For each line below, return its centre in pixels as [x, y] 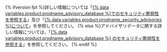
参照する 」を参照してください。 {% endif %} [51, 44]
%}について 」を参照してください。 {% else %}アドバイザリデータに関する [82, 26]
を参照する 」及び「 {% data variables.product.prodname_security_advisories [83, 20]
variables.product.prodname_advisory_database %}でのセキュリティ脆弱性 [82, 13]
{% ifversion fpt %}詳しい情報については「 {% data [57, 7]
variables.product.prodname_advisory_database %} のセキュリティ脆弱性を [83, 38]
